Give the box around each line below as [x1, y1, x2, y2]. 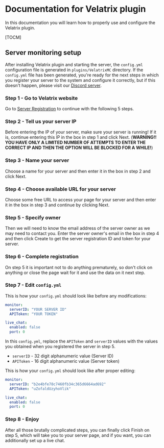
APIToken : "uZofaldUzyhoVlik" [9, 386, 71, 391]
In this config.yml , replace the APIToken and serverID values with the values [5, 338, 158, 344]
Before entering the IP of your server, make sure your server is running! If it [5, 129, 157, 135]
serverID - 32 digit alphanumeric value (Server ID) [12, 353, 114, 359]
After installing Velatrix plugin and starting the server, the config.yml [5, 61, 143, 67]
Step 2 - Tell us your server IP [5, 118, 77, 124]
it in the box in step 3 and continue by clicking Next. [5, 202, 110, 208]
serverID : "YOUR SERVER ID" [9, 307, 67, 312]
